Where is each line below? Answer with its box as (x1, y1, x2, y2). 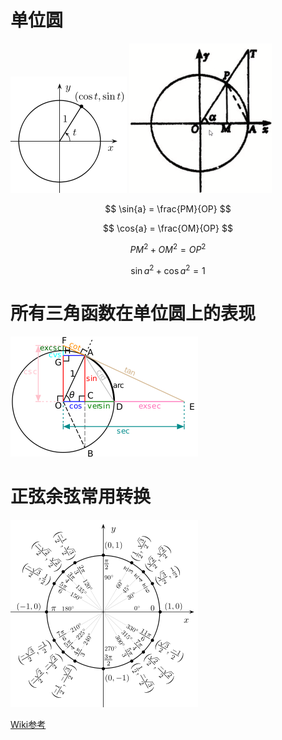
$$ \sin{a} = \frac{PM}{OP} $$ (104, 202, 232, 215)
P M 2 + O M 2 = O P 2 (129, 241, 207, 255)
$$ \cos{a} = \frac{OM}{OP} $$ (103, 222, 233, 234)
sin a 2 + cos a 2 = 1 (130, 262, 206, 276)
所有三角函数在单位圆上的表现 (10, 302, 257, 325)
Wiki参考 (10, 719, 47, 731)
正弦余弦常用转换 (10, 486, 152, 508)
